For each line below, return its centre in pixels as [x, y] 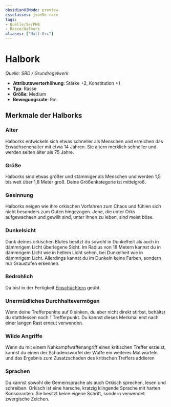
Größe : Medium [29, 94]
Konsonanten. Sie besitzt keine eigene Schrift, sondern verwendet [75, 393]
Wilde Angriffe [24, 336]
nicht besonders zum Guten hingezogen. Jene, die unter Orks [70, 212]
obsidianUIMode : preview [32, 10]
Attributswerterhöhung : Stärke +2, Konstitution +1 [66, 83]
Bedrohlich [19, 277]
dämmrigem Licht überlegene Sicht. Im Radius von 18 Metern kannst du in [83, 247]
